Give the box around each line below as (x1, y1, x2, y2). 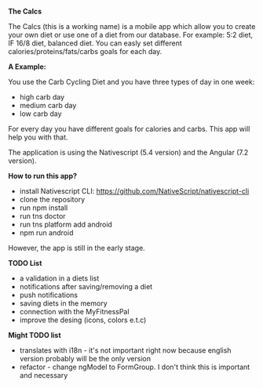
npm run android (19, 228, 74, 238)
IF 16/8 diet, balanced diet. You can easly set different (8, 38, 182, 48)
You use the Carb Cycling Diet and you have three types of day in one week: (8, 78, 255, 86)
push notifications (19, 290, 79, 299)
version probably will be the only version (19, 354, 152, 363)
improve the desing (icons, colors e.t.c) (19, 315, 147, 325)
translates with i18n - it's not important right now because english (19, 346, 232, 355)
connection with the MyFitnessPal (19, 307, 130, 316)
